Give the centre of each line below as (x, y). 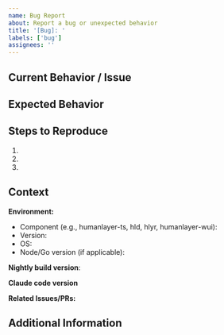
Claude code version (43, 283)
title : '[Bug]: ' (37, 30)
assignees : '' (32, 45)
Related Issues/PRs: (42, 298)
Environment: (31, 211)
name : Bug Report (37, 15)
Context (29, 193)
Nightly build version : (44, 268)
